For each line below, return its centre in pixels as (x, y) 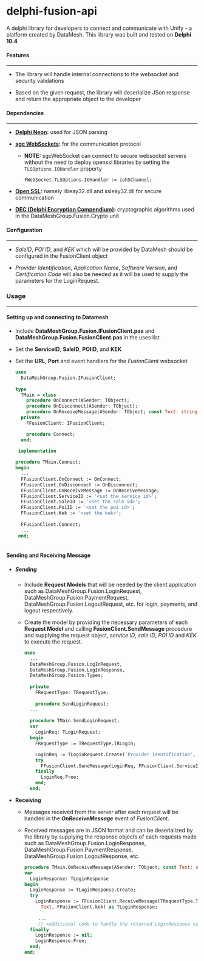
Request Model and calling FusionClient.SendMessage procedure (108, 628)
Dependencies (25, 113)
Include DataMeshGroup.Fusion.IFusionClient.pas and (85, 331)
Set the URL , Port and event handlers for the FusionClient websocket (101, 361)
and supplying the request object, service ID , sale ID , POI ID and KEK (110, 635)
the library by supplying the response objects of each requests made (110, 837)
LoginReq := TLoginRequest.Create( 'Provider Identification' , (116, 754)
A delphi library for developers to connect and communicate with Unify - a (99, 28)
